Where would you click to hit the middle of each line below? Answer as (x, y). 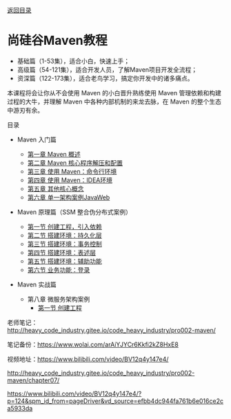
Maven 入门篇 (37, 139)
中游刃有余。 (25, 110)
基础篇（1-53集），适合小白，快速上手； (73, 61)
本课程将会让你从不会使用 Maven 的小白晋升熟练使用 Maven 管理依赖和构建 (114, 92)
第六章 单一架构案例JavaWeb (69, 197)
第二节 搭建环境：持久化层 (64, 235)
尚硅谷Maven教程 (58, 41)
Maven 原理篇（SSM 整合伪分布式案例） (74, 212)
